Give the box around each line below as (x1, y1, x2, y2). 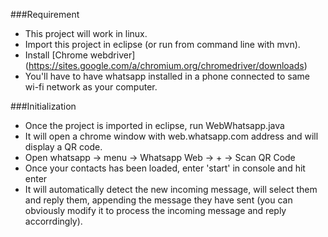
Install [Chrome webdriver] (24, 49, 136, 61)
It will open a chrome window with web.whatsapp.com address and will (24, 130, 319, 142)
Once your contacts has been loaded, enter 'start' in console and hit (24, 162, 306, 174)
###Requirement (10, 9, 80, 20)
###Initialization (10, 100, 77, 112)
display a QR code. (24, 141, 103, 153)
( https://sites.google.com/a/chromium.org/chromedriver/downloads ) (24, 60, 308, 71)
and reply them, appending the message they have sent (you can (24, 194, 293, 206)
